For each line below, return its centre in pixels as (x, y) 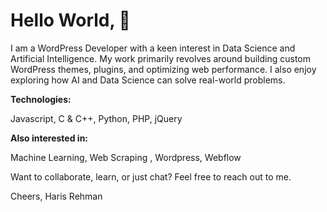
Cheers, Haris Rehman (56, 196)
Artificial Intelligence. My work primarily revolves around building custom (160, 58)
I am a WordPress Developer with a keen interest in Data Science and (153, 48)
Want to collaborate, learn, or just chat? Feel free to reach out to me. (151, 176)
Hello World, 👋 (70, 20)
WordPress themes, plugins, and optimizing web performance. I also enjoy (163, 69)
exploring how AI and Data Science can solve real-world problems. (148, 80)
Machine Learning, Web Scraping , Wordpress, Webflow (126, 157)
